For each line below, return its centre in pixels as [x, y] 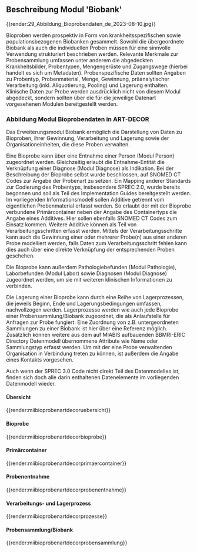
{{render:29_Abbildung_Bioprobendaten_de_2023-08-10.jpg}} [81, 24]
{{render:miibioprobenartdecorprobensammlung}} [67, 543]
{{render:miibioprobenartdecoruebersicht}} [59, 410]
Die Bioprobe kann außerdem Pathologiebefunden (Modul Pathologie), [91, 267]
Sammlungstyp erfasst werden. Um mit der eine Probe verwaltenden [89, 347]
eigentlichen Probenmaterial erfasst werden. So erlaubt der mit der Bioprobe [99, 206]
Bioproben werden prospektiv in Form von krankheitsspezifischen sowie [94, 35]
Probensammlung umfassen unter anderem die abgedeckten [80, 60]
